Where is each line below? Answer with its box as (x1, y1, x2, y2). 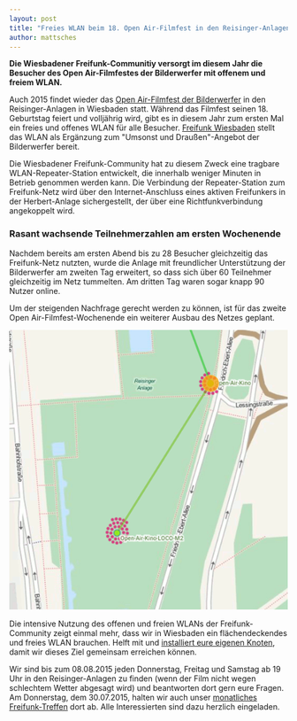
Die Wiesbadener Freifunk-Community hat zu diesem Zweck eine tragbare (9, 159, 280, 169)
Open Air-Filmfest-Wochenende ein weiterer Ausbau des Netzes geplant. (9, 312, 276, 322)
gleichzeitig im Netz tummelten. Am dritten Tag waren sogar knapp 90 (9, 275, 265, 287)
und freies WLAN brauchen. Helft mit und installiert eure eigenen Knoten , (9, 638, 276, 648)
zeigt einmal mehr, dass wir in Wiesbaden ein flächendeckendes (52, 628, 287, 639)
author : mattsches (9, 33, 77, 42)
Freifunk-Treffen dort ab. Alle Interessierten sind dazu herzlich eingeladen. (9, 702, 280, 712)
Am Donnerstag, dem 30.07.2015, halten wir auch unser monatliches (9, 692, 258, 703)
